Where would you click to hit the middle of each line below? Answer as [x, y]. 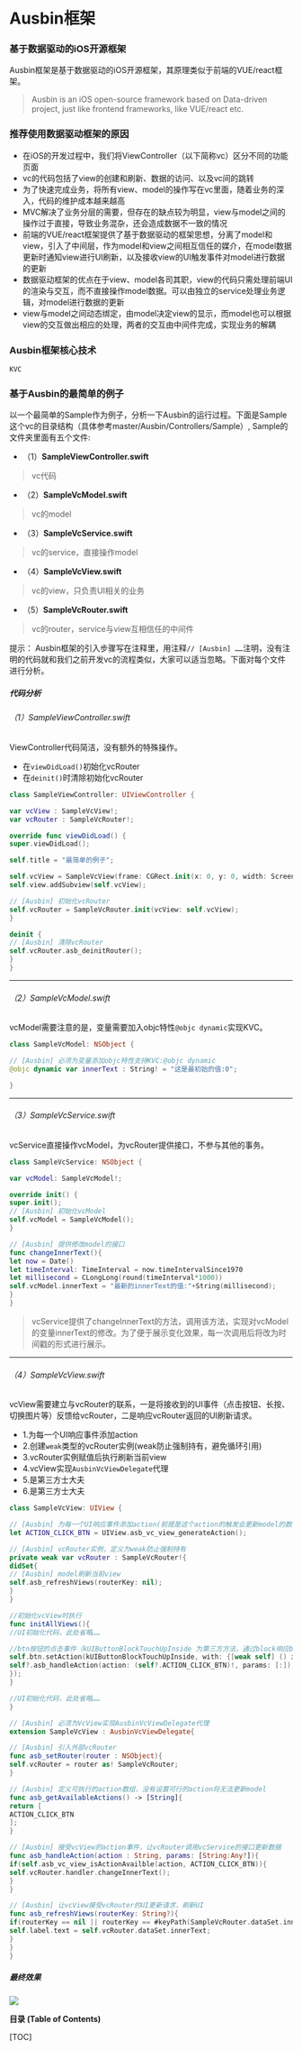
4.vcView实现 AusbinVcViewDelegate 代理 [95, 1469]
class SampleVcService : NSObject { [76, 1162]
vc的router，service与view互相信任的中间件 [113, 629]
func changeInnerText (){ [56, 1253]
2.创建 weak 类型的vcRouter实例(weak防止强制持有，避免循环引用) [142, 1446]
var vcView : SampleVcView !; [64, 811]
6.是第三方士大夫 [53, 1491]
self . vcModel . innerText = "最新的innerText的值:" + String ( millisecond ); [143, 1286]
